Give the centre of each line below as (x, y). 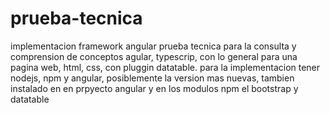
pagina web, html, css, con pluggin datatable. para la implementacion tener (165, 67)
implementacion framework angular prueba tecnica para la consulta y (153, 46)
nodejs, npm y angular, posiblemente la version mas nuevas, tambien (152, 78)
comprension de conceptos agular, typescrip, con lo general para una (154, 56)
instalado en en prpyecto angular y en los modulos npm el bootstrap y (154, 88)
